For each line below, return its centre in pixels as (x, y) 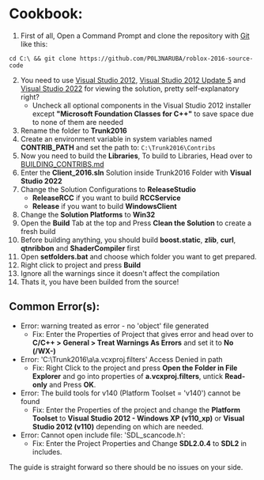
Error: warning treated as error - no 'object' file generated (114, 326)
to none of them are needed (78, 122)
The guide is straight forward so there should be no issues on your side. (126, 467)
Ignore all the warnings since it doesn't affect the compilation (120, 273)
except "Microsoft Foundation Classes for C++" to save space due (143, 113)
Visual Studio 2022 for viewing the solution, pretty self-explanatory (130, 89)
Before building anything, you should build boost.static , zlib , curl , (128, 240)
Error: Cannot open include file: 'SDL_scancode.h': (103, 435)
